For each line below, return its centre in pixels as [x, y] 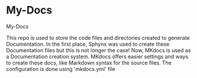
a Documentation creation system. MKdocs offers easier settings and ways [97, 56]
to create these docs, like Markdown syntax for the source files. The [89, 63]
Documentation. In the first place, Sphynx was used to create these [88, 44]
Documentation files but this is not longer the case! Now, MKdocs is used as [98, 50]
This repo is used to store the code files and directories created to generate [98, 38]
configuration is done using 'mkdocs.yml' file [61, 69]
